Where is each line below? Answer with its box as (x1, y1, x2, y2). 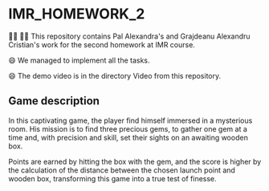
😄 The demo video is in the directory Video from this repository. (8, 71, 222, 80)
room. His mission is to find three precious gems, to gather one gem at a (8, 124, 247, 133)
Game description (8, 94, 100, 108)
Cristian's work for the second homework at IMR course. (8, 39, 195, 49)
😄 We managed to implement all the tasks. (8, 55, 150, 65)
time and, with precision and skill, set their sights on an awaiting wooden (8, 132, 249, 142)
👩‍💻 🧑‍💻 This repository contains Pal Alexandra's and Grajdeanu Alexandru (8, 31, 251, 41)
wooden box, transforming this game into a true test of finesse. (8, 173, 217, 183)
